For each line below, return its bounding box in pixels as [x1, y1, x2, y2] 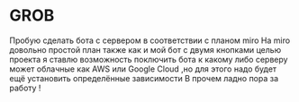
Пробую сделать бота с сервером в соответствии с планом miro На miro [9, 35, 291, 46]
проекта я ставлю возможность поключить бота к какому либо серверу [9, 54, 288, 64]
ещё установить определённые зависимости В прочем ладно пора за [9, 72, 279, 83]
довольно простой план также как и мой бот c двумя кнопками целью [9, 44, 282, 55]
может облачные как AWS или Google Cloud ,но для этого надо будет [9, 64, 277, 74]
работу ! [9, 82, 41, 93]
